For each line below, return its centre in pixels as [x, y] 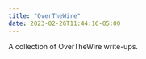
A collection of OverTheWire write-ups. [73, 46]
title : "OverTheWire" [45, 16]
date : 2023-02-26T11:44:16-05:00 [65, 23]
